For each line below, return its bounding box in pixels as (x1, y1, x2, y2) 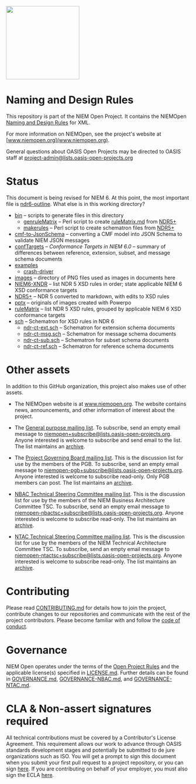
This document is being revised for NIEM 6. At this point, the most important (6, 194, 189, 201)
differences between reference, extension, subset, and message (14, 249, 171, 256)
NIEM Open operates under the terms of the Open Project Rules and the (6, 663, 180, 670)
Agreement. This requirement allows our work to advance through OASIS (6, 740, 182, 747)
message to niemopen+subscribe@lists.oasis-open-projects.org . (14, 430, 172, 437)
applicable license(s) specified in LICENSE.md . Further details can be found (6, 669, 188, 676)
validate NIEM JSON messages (14, 236, 90, 244)
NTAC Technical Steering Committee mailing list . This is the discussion (14, 533, 185, 540)
